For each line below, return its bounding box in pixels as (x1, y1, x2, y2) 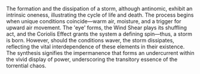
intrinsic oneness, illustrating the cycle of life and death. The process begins (6, 11, 194, 18)
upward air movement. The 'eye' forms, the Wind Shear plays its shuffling (6, 24, 187, 31)
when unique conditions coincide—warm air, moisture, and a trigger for (6, 18, 181, 24)
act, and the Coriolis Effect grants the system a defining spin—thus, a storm (6, 30, 193, 38)
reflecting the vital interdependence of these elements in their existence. (6, 43, 185, 50)
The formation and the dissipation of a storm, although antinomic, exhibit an (6, 5, 193, 12)
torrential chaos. (6, 62, 47, 69)
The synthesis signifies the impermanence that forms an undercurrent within (6, 50, 195, 56)
